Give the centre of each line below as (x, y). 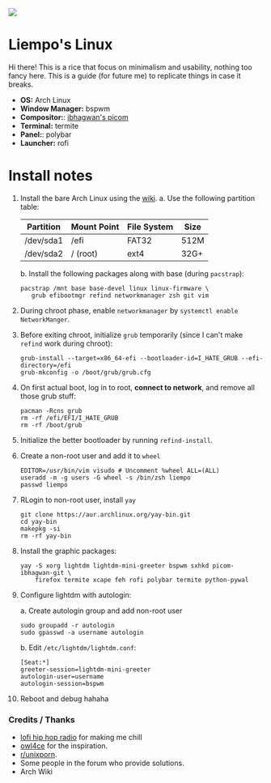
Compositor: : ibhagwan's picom (74, 117)
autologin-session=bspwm (62, 683)
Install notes (51, 176)
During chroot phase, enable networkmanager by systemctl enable (129, 310)
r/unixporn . (38, 755)
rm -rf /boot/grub (51, 425)
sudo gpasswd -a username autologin (82, 632)
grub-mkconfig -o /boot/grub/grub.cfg (85, 372)
